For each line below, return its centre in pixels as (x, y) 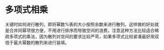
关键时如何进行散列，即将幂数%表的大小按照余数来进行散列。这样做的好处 (80, 24)
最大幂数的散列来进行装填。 (41, 42)
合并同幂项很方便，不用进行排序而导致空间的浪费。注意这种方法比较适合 (82, 30)
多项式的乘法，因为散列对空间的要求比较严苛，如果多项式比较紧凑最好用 (82, 36)
